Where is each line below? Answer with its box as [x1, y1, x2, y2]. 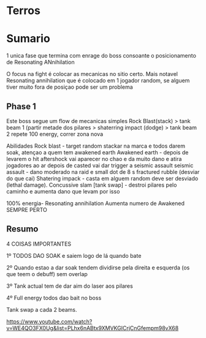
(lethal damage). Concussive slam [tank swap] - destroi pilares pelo [6, 181, 177, 189]
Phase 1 [6, 101, 37, 111]
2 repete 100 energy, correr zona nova [6, 130, 104, 138]
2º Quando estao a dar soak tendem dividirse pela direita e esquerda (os [6, 264, 190, 271]
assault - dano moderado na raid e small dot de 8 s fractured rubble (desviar [6, 168, 200, 175]
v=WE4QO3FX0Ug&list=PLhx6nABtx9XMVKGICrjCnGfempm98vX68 [6, 324, 179, 331]
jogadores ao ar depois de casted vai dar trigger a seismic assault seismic [6, 162, 194, 169]
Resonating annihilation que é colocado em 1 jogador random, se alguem [6, 77, 190, 85]
